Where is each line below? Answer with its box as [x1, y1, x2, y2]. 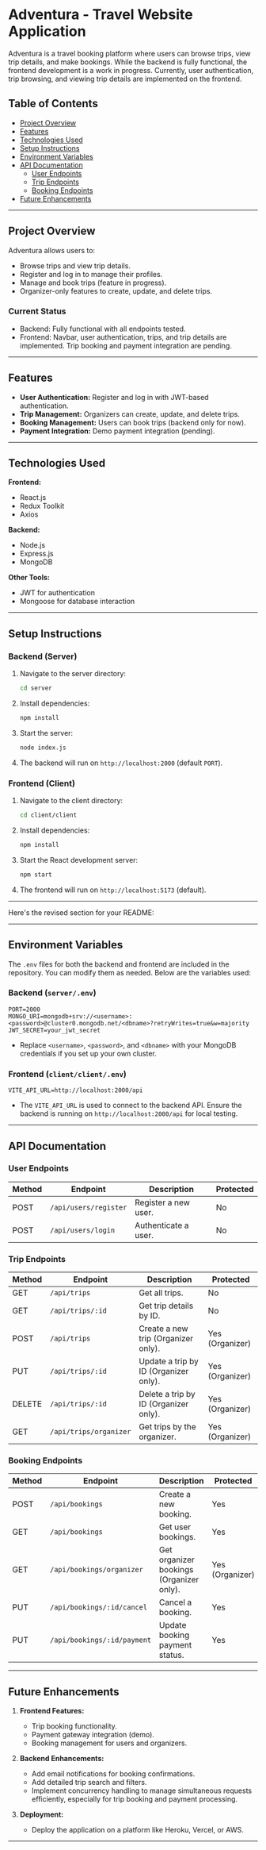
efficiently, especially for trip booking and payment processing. [31, 1794, 238, 1804]
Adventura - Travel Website [8, 6, 193, 24]
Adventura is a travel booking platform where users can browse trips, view [8, 48, 251, 58]
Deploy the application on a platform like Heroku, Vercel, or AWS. [31, 1825, 244, 1835]
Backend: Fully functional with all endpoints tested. [19, 324, 186, 333]
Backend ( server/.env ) [8, 987, 97, 998]
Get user [158, 1521, 192, 1533]
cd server [19, 684, 53, 692]
